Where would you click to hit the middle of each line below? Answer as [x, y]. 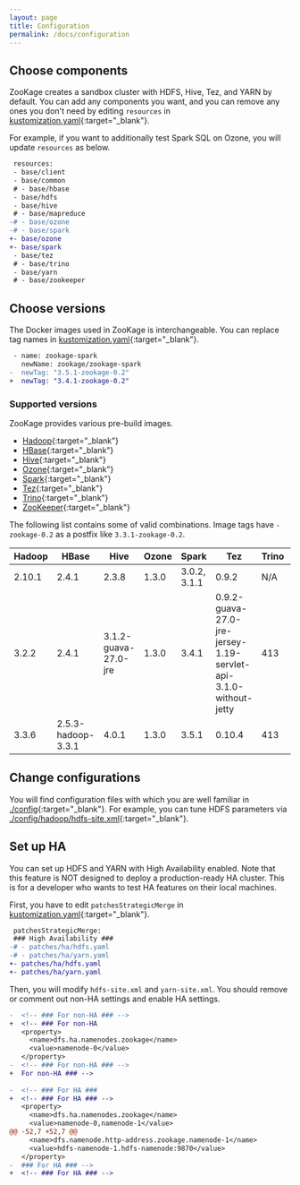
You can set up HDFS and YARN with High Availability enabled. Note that [142, 868]
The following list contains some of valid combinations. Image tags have [142, 524]
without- [234, 698]
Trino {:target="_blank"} [65, 497]
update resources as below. [60, 148]
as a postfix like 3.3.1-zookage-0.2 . [120, 534]
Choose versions [58, 309]
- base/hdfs [35, 197]
